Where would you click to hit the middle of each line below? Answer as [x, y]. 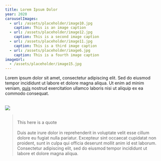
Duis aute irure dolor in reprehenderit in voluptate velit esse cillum [83, 133]
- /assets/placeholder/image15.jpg [46, 64]
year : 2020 [16, 14]
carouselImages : [21, 19]
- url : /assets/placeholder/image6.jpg [50, 50]
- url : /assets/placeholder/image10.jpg [51, 23]
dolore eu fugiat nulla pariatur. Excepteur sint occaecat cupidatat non [87, 138]
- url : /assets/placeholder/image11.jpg [51, 41]
